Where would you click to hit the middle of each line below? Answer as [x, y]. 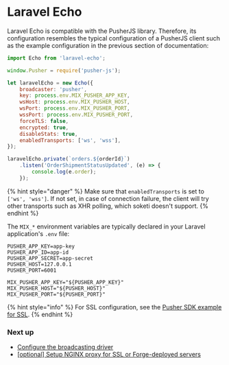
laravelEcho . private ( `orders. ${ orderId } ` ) [69, 159]
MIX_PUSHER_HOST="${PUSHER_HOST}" [57, 288]
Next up [21, 332]
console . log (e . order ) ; [64, 172]
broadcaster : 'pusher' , [53, 89]
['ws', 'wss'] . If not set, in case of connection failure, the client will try [108, 198]
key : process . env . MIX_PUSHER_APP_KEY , [75, 96]
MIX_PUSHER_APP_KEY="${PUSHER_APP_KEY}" [66, 282]
